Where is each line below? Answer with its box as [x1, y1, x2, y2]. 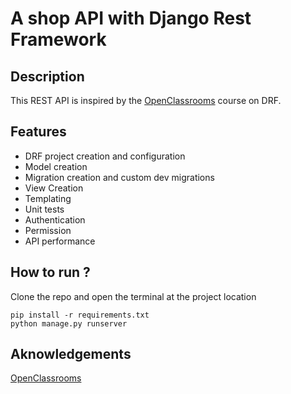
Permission [24, 224, 72, 236]
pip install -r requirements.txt [10, 310, 150, 320]
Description [10, 68, 85, 85]
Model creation [24, 160, 88, 172]
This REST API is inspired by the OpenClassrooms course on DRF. [10, 95, 282, 106]
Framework [10, 28, 107, 51]
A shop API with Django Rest [10, 7, 252, 30]
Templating [24, 192, 72, 204]
